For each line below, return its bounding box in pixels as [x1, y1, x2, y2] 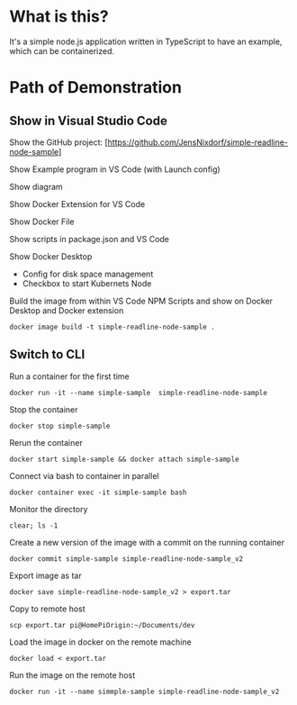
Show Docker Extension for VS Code [9, 198, 146, 209]
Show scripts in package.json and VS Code [9, 233, 169, 244]
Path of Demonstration [9, 77, 183, 98]
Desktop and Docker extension [9, 304, 124, 316]
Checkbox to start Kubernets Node [22, 277, 152, 289]
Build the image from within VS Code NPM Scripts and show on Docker [9, 295, 273, 306]
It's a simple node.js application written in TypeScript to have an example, [9, 36, 283, 47]
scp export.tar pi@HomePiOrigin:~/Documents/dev [9, 620, 195, 629]
